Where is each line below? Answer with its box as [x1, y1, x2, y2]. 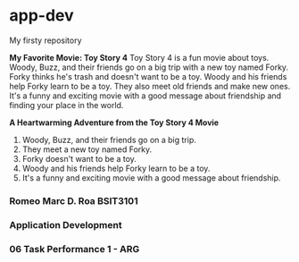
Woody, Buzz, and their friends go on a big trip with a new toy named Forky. [9, 62, 288, 72]
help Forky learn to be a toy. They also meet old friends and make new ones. [9, 80, 291, 91]
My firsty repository [9, 35, 82, 46]
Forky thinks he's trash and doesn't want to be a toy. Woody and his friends [9, 71, 287, 81]
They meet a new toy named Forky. [21, 144, 153, 155]
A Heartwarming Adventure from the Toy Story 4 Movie [9, 117, 220, 128]
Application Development [9, 218, 122, 231]
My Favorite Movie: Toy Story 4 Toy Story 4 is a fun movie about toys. [9, 52, 270, 63]
